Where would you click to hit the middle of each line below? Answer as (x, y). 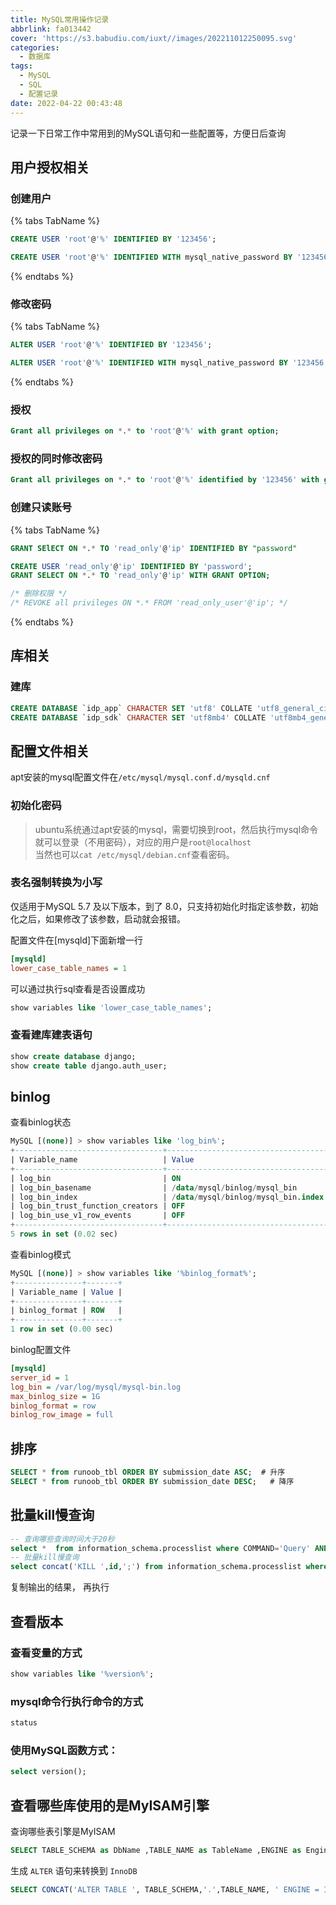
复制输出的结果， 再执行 (60, 1587)
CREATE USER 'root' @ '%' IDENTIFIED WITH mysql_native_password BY (151, 257)
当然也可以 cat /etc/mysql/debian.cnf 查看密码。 (134, 854)
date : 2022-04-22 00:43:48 (66, 103)
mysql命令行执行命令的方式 (77, 1701)
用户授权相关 (50, 167)
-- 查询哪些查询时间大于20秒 (62, 1539)
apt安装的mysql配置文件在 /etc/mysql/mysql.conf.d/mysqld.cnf (140, 777)
